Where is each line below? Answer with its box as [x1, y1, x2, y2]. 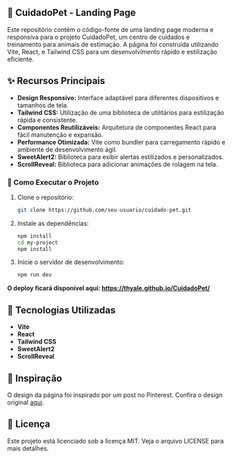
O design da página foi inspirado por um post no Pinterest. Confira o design [7, 391, 223, 399]
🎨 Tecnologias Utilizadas [7, 304, 116, 316]
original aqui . [7, 398, 44, 407]
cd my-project [17, 239, 58, 246]
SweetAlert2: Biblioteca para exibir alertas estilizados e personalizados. [17, 152, 224, 161]
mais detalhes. [7, 444, 49, 452]
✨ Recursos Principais [7, 75, 105, 87]
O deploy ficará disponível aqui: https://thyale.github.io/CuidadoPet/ [7, 284, 210, 293]
